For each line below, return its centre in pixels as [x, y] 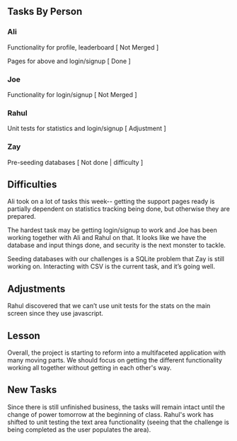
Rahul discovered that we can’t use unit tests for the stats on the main [109, 306]
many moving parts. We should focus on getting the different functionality [115, 360]
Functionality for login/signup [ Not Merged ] [72, 94]
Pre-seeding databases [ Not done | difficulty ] [75, 162]
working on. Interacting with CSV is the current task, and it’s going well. [111, 267]
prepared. [22, 217]
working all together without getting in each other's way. [89, 368]
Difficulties [32, 184]
